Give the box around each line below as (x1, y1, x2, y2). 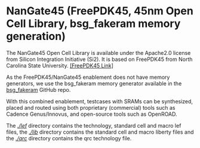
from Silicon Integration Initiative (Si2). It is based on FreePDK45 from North (6, 55, 193, 63)
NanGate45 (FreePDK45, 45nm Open (6, 4, 194, 18)
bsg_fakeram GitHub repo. (6, 86, 71, 93)
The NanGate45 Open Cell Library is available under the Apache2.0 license (6, 49, 191, 56)
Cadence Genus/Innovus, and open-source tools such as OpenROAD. (6, 110, 177, 118)
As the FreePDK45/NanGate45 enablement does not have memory (6, 73, 170, 81)
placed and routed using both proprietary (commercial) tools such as (6, 104, 176, 111)
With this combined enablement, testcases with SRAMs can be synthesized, (6, 97, 193, 105)
